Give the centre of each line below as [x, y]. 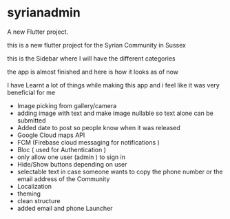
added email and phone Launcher [65, 208]
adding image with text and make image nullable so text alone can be [115, 113]
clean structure [39, 200]
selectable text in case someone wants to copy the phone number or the [120, 171]
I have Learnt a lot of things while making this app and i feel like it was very [114, 85]
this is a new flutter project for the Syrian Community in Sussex [96, 45]
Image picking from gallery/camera [67, 105]
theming [29, 194]
